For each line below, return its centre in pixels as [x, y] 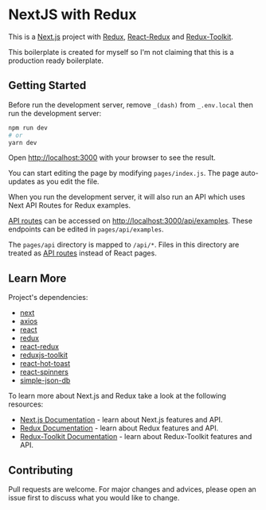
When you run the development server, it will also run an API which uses [127, 197]
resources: [26, 404]
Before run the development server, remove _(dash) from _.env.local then [131, 104]
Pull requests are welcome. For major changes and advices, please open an [132, 489]
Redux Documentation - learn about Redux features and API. [119, 428]
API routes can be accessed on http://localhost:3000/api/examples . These [131, 221]
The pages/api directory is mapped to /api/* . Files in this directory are [124, 245]
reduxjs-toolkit [43, 355]
